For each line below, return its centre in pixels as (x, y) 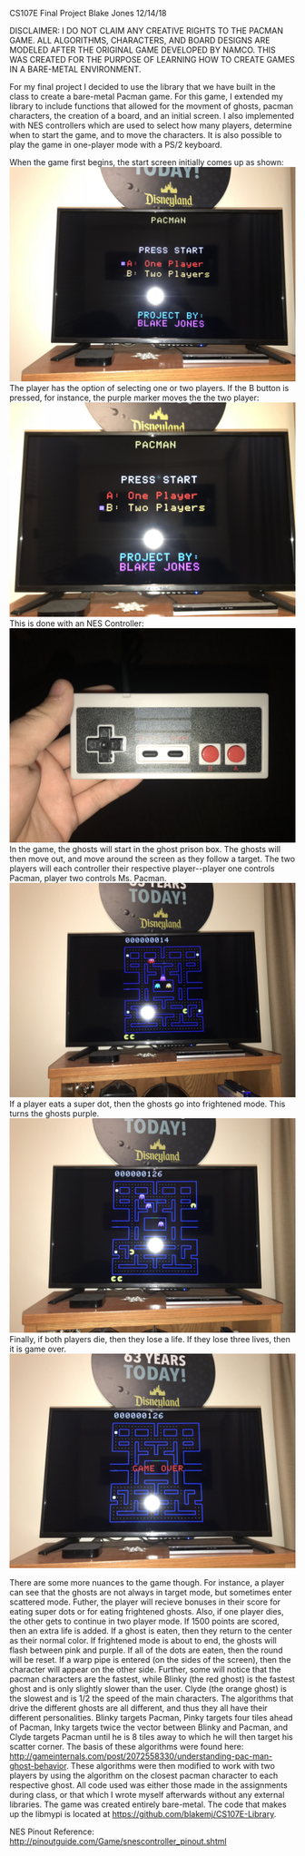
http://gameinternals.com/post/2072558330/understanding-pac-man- (141, 1756)
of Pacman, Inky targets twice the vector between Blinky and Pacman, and (149, 1727)
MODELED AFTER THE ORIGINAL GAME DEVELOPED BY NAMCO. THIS (143, 50)
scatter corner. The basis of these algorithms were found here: (127, 1747)
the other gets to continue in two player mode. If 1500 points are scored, (144, 1621)
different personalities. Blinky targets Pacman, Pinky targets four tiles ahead (151, 1718)
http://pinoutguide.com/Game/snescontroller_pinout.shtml (118, 1841)
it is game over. (38, 1349)
